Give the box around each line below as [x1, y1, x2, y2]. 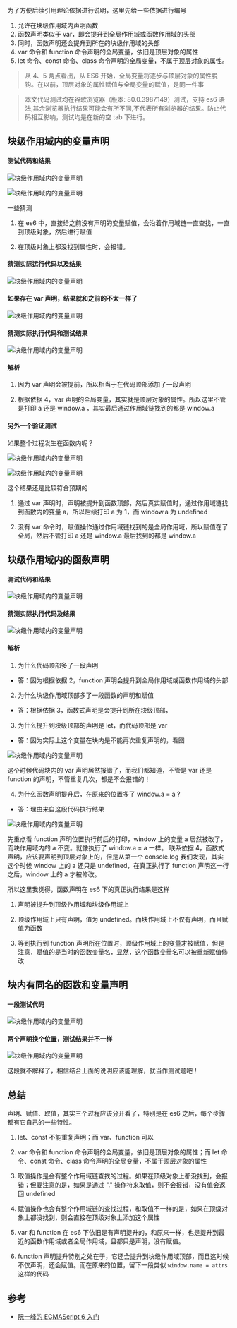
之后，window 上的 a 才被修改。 [7, 870, 101, 879]
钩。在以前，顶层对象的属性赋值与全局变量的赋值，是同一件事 [24, 80, 205, 88]
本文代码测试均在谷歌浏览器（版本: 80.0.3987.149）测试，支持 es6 [24, 95, 217, 104]
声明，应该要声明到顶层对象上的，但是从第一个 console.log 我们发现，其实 [7, 852, 224, 861]
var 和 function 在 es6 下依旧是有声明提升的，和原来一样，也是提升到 [17, 1229, 219, 1237]
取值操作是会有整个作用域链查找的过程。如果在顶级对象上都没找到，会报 [17, 1172, 228, 1181]
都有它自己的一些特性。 [7, 1118, 75, 1127]
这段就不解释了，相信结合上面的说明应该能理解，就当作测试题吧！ [7, 1066, 199, 1075]
